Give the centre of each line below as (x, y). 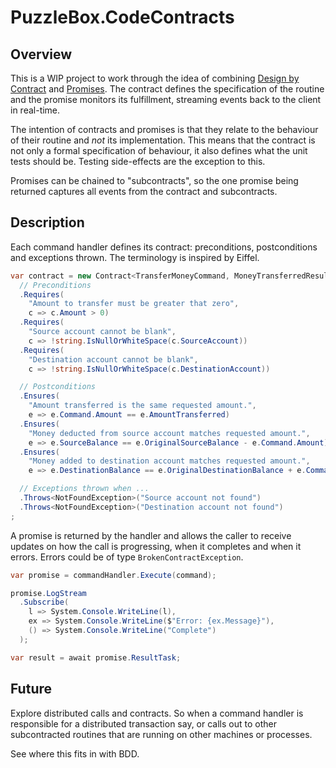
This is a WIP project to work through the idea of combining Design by (155, 78)
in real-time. (35, 110)
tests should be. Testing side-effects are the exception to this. (138, 161)
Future (31, 689)
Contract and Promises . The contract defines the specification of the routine (167, 89)
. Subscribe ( (44, 602)
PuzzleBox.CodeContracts (122, 17)
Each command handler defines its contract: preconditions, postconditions (164, 247)
